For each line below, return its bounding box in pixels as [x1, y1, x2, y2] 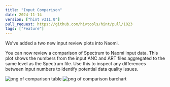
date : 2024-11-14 [5, 12, 42, 17]
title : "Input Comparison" [5, 7, 62, 13]
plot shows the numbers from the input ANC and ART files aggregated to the [5, 55, 165, 61]
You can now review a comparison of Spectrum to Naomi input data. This [5, 50, 158, 56]
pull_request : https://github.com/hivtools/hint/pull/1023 [5, 21, 133, 27]
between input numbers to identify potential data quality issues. [5, 66, 139, 72]
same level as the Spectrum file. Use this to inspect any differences [5, 61, 146, 67]
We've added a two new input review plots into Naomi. [5, 40, 119, 46]
